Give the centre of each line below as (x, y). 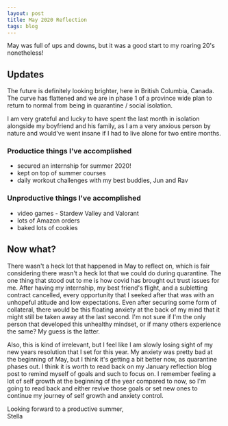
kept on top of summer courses (61, 173)
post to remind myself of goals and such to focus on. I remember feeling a (112, 373)
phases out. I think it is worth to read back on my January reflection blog (110, 366)
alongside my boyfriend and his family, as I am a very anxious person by (109, 126)
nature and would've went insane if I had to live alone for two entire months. (114, 134)
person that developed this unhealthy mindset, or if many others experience (114, 324)
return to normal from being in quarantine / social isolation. (90, 105)
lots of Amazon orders (48, 221)
